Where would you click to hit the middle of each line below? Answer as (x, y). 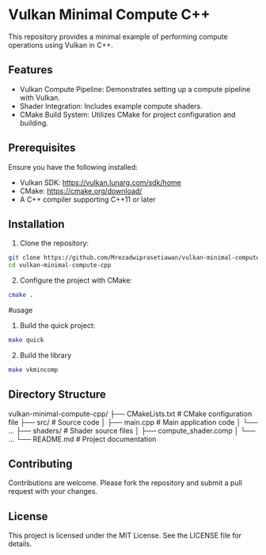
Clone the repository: (54, 243)
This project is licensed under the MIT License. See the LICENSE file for (125, 536)
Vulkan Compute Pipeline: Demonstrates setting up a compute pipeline (135, 89)
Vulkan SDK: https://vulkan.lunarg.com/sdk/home (101, 182)
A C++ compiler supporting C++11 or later (87, 199)
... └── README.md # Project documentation (82, 439)
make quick (26, 340)
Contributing (40, 463)
